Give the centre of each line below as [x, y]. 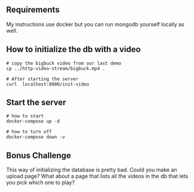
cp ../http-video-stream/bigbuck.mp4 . [56, 68]
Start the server [36, 103]
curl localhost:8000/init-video [48, 84]
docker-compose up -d [33, 121]
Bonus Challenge [39, 155]
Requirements [33, 10]
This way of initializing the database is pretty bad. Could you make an [92, 170]
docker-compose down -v [36, 137]
